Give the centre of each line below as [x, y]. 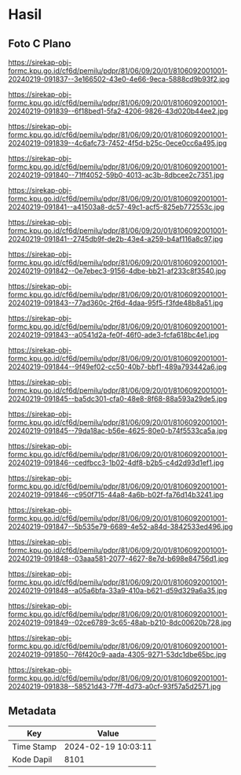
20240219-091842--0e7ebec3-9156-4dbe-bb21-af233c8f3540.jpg [117, 271]
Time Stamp [35, 747]
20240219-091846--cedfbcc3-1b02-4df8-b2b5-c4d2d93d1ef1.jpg [116, 463]
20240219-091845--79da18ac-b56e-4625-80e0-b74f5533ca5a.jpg [118, 431]
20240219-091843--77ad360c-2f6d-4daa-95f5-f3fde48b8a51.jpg [116, 303]
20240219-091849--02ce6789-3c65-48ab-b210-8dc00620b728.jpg [120, 622]
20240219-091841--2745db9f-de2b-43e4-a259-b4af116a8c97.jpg [116, 239]
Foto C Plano [40, 44]
